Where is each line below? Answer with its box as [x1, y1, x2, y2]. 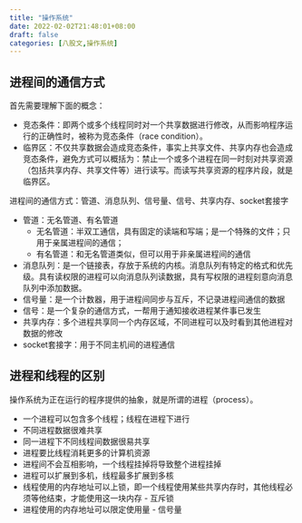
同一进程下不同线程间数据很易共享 [22, 436, 151, 447]
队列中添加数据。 [22, 283, 87, 294]
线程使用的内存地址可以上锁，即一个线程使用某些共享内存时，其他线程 [22, 481, 286, 492]
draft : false [9, 30, 59, 39]
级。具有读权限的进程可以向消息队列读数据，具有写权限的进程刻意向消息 [22, 271, 293, 282]
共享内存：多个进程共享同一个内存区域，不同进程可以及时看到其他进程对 [22, 316, 293, 327]
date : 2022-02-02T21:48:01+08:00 [9, 22, 136, 31]
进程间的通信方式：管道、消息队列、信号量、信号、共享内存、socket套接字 [9, 196, 288, 207]
